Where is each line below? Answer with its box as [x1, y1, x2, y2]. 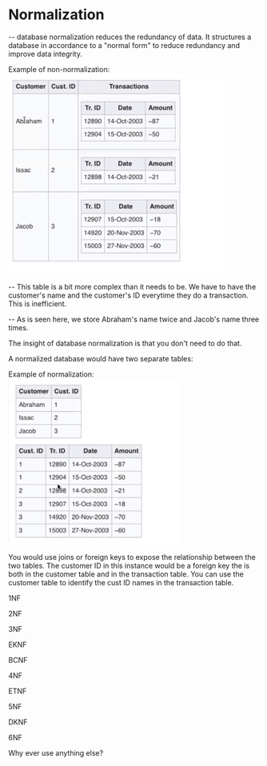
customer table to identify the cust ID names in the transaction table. [8, 577, 234, 587]
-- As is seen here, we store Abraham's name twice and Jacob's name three [8, 314, 260, 324]
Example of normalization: [8, 369, 94, 379]
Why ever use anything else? [8, 748, 104, 757]
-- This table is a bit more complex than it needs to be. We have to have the [8, 281, 257, 291]
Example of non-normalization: [8, 64, 110, 74]
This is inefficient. [8, 298, 67, 309]
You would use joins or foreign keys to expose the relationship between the [8, 552, 256, 561]
